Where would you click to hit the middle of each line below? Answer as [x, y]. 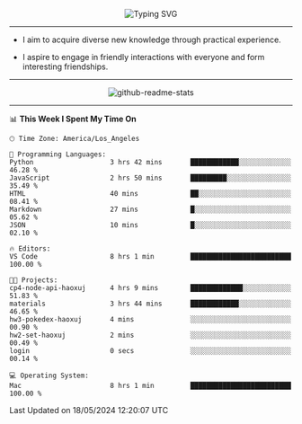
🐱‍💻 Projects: [34, 280]
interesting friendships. [65, 66]
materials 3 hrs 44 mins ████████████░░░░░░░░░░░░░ [151, 304]
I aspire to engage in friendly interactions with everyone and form [143, 57]
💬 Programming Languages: [58, 155]
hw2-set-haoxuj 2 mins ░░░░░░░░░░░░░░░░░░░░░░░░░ [151, 335]
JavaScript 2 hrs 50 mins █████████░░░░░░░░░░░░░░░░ [151, 178]
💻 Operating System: [49, 375]
